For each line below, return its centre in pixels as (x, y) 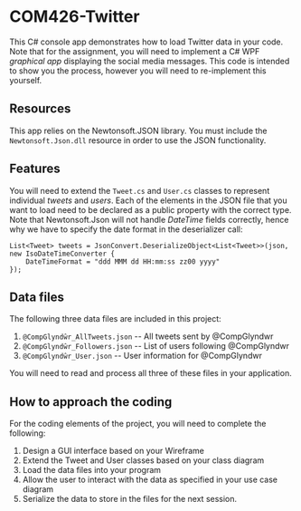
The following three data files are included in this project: (115, 319)
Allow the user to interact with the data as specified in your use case (150, 480)
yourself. (26, 80)
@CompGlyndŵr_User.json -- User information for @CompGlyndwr (142, 356)
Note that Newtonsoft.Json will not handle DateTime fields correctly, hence (149, 219)
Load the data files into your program (91, 470)
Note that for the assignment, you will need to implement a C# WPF (135, 51)
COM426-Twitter (75, 17)
